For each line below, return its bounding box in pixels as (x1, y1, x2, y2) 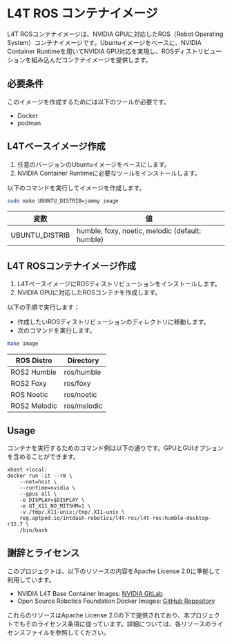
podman (17, 118, 41, 127)
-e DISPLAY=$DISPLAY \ (19, 496, 85, 503)
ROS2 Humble (10, 367, 57, 377)
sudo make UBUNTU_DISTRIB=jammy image (7, 197, 119, 204)
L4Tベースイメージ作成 (7, 140, 106, 152)
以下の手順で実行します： (7, 303, 80, 311)
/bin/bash (19, 526, 48, 534)
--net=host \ (19, 478, 57, 485)
